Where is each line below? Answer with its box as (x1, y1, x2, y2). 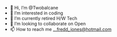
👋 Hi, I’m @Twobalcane (10, 5, 58, 10)
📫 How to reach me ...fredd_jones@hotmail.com (10, 26, 112, 32)
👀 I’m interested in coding (10, 10, 64, 16)
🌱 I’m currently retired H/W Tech (10, 15, 77, 21)
